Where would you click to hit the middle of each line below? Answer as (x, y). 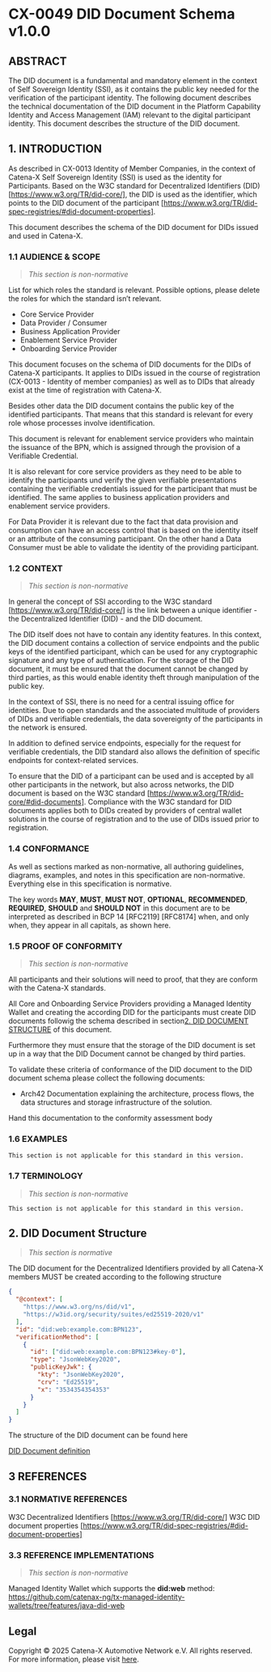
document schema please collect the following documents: (107, 1078)
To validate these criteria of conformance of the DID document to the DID (131, 1069)
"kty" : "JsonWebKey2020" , (81, 1375)
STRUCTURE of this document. (60, 1029)
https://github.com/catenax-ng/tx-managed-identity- (97, 1597)
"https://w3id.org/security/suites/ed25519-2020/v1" (114, 1315)
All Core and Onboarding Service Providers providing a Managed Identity (130, 1004)
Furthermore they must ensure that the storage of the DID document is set (132, 1045)
